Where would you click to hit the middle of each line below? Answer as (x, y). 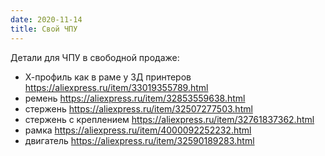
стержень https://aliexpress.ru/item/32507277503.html (138, 108)
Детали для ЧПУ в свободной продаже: (95, 57)
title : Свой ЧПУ (44, 29)
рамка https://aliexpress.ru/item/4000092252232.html (138, 130)
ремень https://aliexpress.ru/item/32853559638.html (135, 98)
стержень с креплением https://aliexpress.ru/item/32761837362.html (169, 119)
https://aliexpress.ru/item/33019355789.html (116, 87)
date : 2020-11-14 (46, 19)
